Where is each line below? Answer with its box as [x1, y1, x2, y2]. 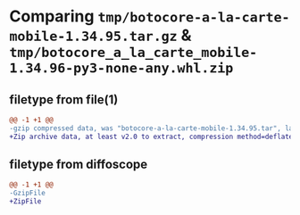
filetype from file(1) [9, 92, 119, 107]
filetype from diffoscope [9, 157, 148, 172]
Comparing [9, 6, 95, 27]
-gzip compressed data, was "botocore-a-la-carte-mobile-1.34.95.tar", [9, 123, 281, 133]
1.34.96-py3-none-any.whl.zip [9, 60, 234, 77]
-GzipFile [9, 189, 46, 198]
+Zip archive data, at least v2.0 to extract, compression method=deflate [9, 132, 294, 141]
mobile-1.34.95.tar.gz [9, 29, 178, 45]
